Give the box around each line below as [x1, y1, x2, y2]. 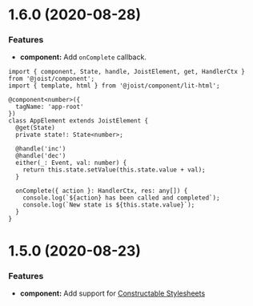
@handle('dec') [15, 152, 66, 160]
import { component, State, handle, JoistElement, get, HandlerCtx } [8, 68, 246, 76]
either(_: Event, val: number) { [15, 159, 127, 167]
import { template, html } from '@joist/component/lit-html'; [8, 82, 220, 90]
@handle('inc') [15, 145, 66, 153]
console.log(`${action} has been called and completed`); [22, 194, 220, 202]
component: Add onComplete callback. [19, 52, 147, 62]
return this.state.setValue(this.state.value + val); [22, 166, 206, 174]
